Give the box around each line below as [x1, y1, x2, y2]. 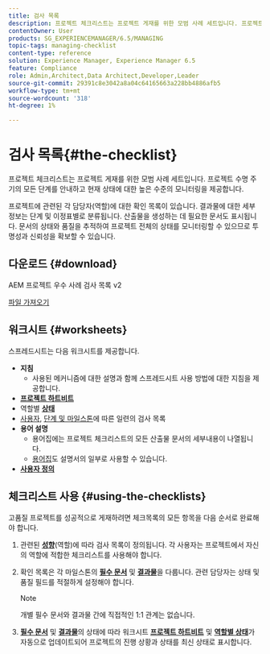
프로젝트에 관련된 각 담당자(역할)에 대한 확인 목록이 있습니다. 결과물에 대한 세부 [8, 201, 256, 211]
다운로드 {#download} [8, 257, 118, 271]
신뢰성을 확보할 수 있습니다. [29, 231, 116, 242]
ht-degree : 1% [8, 101, 56, 110]
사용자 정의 [19, 464, 55, 474]
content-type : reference [8, 49, 92, 57]
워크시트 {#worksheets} [8, 323, 128, 337]
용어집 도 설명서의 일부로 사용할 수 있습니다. [31, 453, 168, 463]
